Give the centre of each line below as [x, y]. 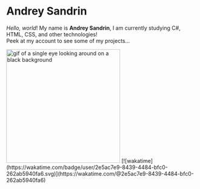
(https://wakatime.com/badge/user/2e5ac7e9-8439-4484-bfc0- [87, 167]
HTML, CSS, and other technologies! [52, 34]
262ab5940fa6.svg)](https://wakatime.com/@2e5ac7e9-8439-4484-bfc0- [100, 173]
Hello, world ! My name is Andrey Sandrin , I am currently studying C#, [93, 28]
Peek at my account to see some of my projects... [68, 41]
